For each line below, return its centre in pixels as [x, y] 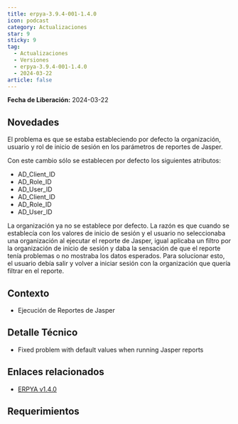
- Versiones [32, 60]
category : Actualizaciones [47, 27]
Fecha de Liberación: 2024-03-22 [58, 100]
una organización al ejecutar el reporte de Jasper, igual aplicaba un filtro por [119, 241]
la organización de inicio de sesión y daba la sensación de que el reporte [114, 248]
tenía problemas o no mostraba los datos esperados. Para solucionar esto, [116, 256]
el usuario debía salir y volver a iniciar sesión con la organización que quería [119, 264]
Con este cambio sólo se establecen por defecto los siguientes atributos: [114, 161]
